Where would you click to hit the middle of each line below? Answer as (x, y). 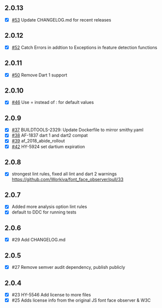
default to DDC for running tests (44, 212)
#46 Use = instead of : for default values (53, 102)
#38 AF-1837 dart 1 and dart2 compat (50, 135)
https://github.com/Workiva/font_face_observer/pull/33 (67, 179)
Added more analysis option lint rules (49, 207)
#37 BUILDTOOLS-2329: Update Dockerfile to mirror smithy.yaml (77, 130)
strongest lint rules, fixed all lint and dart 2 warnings (64, 174)
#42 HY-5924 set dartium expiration (48, 146)
